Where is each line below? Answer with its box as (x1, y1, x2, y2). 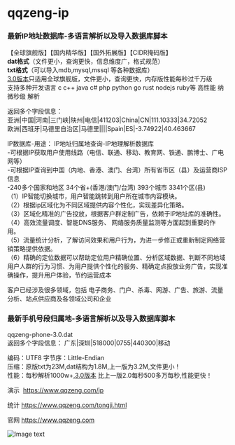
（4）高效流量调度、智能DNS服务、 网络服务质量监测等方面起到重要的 (7, 219, 210, 227)
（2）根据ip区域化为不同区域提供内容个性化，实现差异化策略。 (7, 201, 188, 210)
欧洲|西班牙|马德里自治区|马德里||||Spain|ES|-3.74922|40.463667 (7, 125, 196, 133)
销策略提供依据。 (7, 245, 57, 253)
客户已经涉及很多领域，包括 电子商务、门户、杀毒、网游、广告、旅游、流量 (7, 286, 224, 294)
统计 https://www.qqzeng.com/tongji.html (7, 401, 127, 409)
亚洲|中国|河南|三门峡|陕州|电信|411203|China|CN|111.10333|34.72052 (7, 116, 208, 124)
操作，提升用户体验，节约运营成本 (13, 271, 112, 280)
